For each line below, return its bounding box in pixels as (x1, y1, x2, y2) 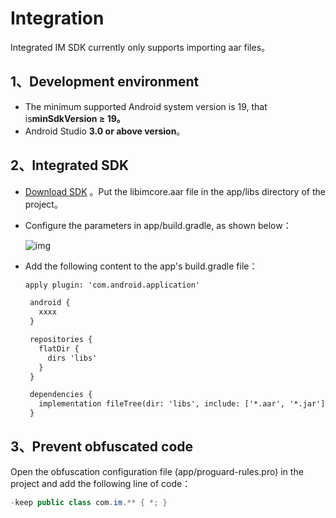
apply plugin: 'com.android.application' (24, 280, 200, 290)
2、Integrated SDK (10, 157, 130, 174)
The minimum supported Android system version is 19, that (24, 100, 268, 112)
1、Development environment (10, 73, 200, 91)
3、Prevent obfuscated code (10, 438, 194, 456)
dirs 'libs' (47, 353, 98, 363)
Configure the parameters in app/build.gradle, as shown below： (24, 219, 292, 231)
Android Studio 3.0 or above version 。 (24, 125, 186, 137)
